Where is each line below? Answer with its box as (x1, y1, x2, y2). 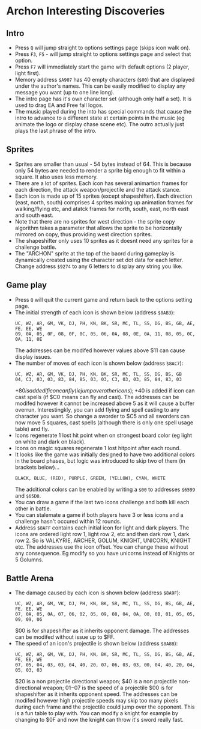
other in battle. (14, 505, 52, 512)
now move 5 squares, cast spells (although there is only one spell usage (14, 419, 194, 426)
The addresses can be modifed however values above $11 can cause (14, 347, 185, 354)
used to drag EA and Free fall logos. (14, 102, 104, 109)
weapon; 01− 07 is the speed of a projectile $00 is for (42, 684, 173, 692)
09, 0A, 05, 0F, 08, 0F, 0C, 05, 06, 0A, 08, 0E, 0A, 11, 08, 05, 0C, (14, 331, 196, 337)
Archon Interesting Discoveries (6, 4, 165, 18)
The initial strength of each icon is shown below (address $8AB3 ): (14, 308, 175, 316)
